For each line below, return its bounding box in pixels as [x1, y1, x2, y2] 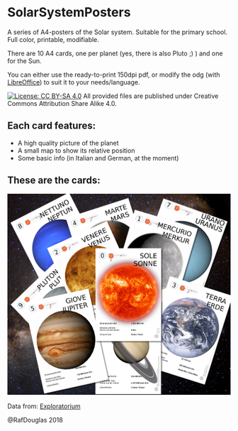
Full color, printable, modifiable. [7, 35, 99, 43]
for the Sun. [7, 56, 42, 65]
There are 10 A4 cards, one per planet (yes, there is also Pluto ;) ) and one [7, 49, 223, 58]
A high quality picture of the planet [17, 138, 119, 147]
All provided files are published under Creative [83, 92, 219, 100]
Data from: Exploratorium [7, 402, 81, 410]
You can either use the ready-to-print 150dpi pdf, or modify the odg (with [7, 70, 221, 79]
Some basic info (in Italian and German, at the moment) [17, 153, 179, 162]
